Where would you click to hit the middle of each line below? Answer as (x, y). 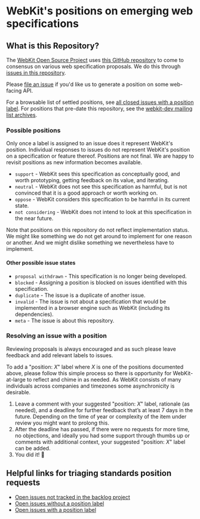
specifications (43, 24)
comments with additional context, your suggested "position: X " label (100, 442)
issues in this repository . (36, 73)
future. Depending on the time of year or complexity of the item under (101, 416)
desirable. (19, 392)
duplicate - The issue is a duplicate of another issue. (80, 295)
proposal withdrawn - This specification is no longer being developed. (101, 276)
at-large (16, 379)
